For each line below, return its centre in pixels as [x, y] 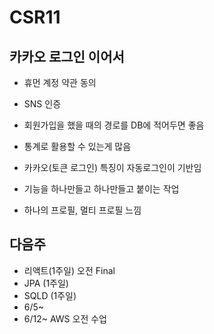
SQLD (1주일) [50, 295]
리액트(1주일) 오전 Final [69, 270]
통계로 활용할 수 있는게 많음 [77, 146]
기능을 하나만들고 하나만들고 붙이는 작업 [101, 189]
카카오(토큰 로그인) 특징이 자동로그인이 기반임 [112, 167]
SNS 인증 [42, 104]
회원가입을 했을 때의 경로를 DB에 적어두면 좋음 [114, 125]
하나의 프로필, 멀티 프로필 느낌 [82, 210]
